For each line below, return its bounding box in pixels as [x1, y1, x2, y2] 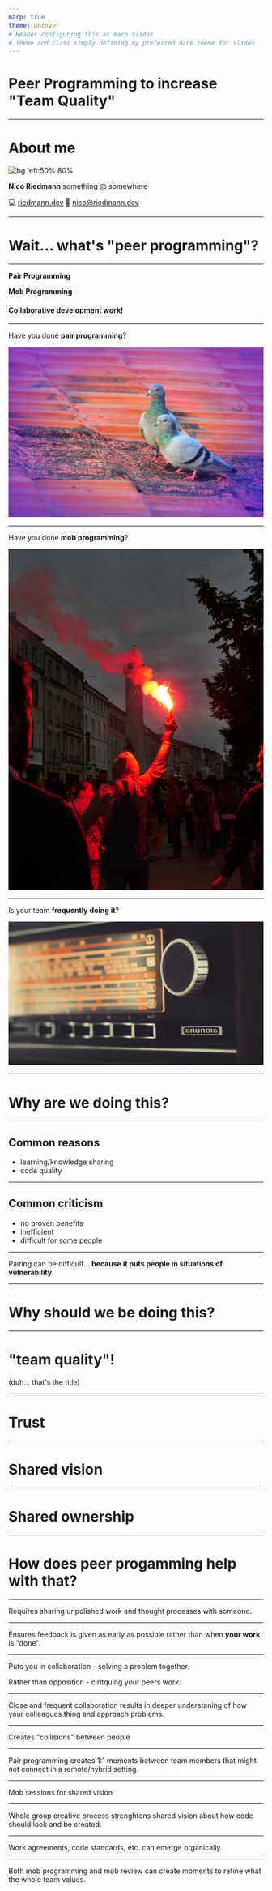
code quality [19, 1166, 62, 1176]
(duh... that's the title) [8, 1377, 80, 1387]
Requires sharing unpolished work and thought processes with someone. [8, 1606, 253, 1616]
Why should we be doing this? [8, 1304, 215, 1322]
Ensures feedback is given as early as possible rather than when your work [8, 1629, 261, 1639]
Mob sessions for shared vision [8, 1787, 113, 1797]
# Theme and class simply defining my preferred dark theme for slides [8, 39, 255, 47]
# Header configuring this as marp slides [8, 30, 154, 38]
